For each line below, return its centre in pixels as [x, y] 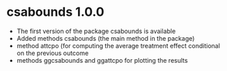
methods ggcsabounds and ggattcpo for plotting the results [102, 60]
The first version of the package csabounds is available [96, 31]
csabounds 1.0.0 [56, 12]
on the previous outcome [53, 53]
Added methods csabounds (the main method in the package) [105, 38]
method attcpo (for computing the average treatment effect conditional [118, 45]
